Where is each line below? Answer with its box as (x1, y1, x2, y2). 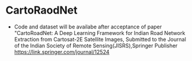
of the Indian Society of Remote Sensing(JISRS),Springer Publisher (14, 42, 178, 49)
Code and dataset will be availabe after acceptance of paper (14, 23, 162, 30)
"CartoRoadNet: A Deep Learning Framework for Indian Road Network (14, 29, 185, 36)
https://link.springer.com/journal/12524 (14, 48, 110, 55)
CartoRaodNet (5, 4, 78, 17)
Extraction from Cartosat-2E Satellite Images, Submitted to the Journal (14, 36, 186, 43)
